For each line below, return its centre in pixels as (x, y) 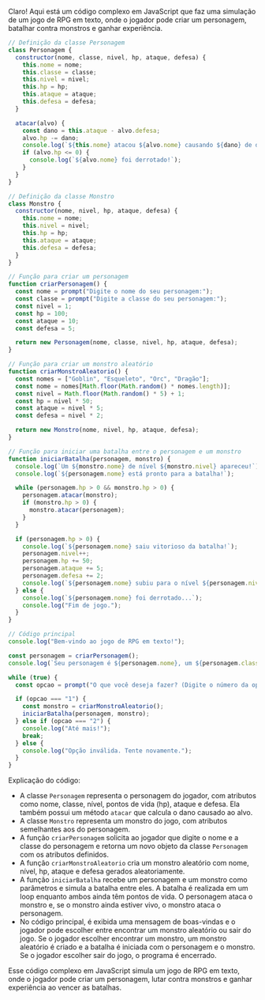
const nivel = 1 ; (44, 306)
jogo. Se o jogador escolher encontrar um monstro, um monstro (123, 939)
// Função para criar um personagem (68, 277)
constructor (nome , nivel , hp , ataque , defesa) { (97, 211)
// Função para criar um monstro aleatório (81, 364)
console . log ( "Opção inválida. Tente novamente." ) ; (107, 751)
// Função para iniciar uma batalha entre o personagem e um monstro (125, 451)
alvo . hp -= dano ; (51, 138)
